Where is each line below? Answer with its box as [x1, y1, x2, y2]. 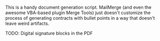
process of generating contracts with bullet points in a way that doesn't [5, 15, 155, 21]
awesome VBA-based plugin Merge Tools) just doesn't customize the [5, 10, 151, 16]
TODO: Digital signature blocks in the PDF [5, 30, 93, 36]
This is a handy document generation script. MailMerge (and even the [5, 5, 152, 10]
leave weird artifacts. [5, 20, 49, 26]
